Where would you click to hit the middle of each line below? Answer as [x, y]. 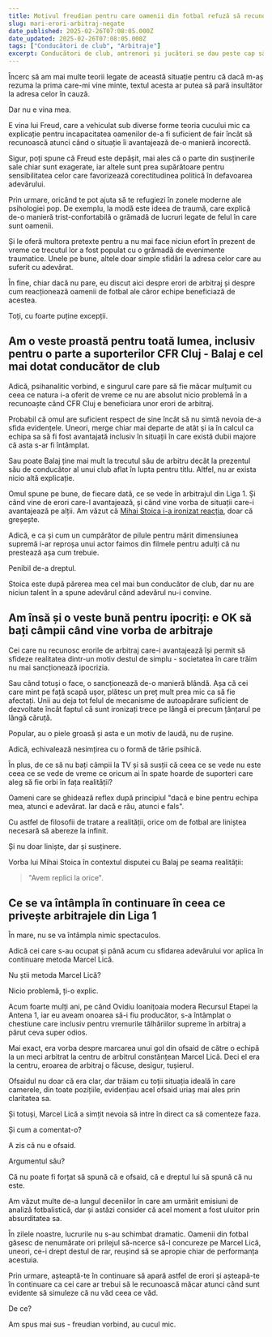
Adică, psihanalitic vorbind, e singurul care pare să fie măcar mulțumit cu [130, 386]
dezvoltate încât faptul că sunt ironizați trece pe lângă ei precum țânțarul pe [135, 709]
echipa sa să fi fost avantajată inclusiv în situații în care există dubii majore [132, 436]
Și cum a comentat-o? [45, 1130]
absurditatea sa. [35, 1219]
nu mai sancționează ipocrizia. [59, 667]
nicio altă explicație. [42, 478]
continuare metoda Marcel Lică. [62, 960]
